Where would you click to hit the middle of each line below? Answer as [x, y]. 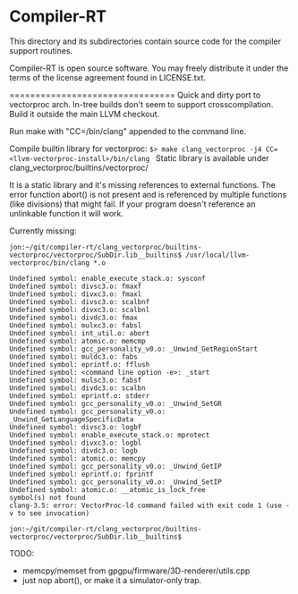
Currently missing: [43, 231]
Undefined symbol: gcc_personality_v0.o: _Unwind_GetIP [115, 466]
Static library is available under [213, 157]
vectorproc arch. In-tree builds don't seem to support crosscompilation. [141, 104]
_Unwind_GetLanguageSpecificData [72, 419]
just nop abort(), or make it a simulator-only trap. [112, 580]
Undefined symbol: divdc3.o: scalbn [77, 388]
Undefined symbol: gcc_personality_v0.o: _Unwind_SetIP [115, 482]
